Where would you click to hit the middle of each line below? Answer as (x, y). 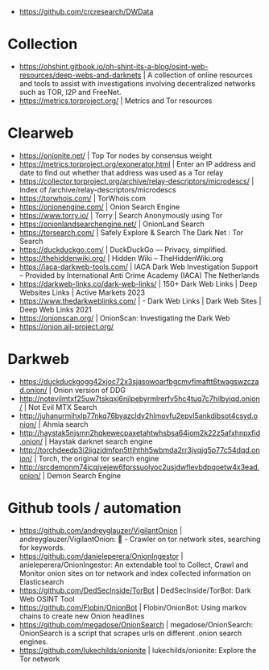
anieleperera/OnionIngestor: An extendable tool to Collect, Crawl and (134, 565)
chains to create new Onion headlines (82, 616)
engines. (34, 641)
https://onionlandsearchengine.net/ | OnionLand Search (112, 224)
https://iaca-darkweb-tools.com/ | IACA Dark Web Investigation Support (139, 267)
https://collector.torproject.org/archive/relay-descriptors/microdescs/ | (137, 181)
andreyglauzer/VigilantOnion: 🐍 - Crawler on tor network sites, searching (140, 539)
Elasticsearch (41, 581)
